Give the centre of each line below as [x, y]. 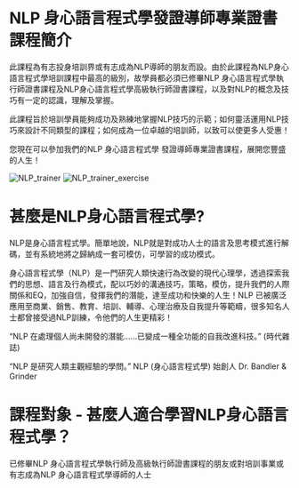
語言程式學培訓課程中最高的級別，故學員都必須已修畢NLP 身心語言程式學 [143, 77]
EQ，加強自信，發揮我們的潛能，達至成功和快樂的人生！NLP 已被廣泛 [160, 295]
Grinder [23, 376]
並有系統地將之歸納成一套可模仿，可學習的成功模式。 [122, 253]
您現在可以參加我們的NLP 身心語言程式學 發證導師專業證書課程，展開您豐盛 [148, 148]
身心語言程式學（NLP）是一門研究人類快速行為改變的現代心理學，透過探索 [145, 273]
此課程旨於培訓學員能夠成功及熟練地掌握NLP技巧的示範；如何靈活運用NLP [145, 119]
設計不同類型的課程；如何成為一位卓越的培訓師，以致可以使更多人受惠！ [157, 130]
